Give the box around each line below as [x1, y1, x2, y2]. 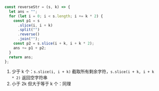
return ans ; [9, 54, 34, 60]
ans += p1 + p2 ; [13, 45, 47, 50]
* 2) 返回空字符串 [11, 75, 48, 81]
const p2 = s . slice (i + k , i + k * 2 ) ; [13, 41, 95, 46]
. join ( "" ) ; [17, 37, 40, 42]
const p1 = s [13, 18, 40, 23]
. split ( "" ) [17, 27, 40, 32]
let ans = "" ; [9, 9, 38, 14]
